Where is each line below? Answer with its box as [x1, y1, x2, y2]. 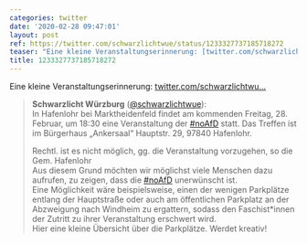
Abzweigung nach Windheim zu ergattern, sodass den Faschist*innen [31, 204, 295, 215]
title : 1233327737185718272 [9, 56, 117, 65]
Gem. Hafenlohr [31, 155, 92, 165]
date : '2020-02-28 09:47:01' [9, 22, 121, 31]
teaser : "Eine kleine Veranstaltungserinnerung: [9, 48, 198, 57]
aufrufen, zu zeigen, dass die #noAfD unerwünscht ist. [31, 174, 238, 185]
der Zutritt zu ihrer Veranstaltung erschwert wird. [31, 214, 217, 224]
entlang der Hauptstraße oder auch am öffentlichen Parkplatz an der [31, 194, 290, 205]
